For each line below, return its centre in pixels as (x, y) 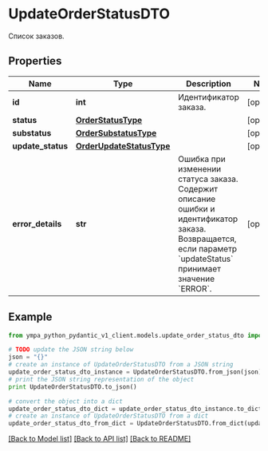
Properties (35, 61)
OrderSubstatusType (116, 133)
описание (197, 199)
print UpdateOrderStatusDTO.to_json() (73, 387)
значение (197, 279)
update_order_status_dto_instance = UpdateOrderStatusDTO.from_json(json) (135, 372)
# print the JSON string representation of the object (101, 379)
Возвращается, (207, 239)
